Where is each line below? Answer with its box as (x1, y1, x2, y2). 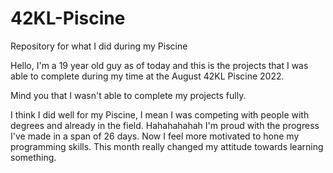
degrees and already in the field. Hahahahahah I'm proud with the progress (10, 119, 320, 131)
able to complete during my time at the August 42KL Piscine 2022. (10, 70, 285, 82)
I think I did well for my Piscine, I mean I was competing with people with (10, 108, 310, 121)
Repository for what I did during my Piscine (10, 40, 188, 52)
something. (10, 151, 57, 163)
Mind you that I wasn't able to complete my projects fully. (10, 89, 247, 101)
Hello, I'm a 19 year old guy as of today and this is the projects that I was (10, 59, 309, 71)
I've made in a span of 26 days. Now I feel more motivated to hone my (10, 130, 300, 142)
